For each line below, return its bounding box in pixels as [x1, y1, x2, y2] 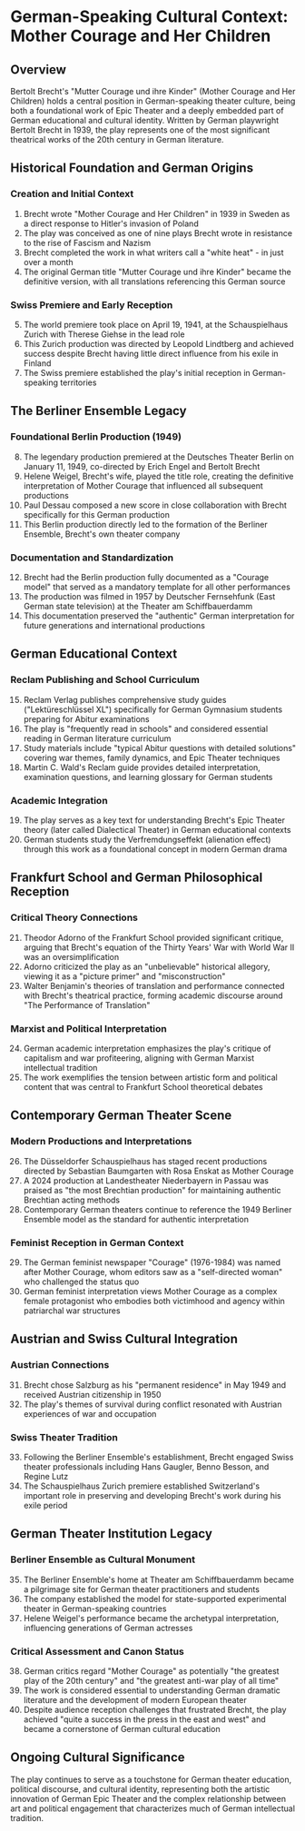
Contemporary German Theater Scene [10, 1108, 232, 1123]
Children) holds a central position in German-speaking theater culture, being [10, 95, 296, 106]
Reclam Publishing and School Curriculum [10, 674, 201, 687]
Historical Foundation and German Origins [10, 161, 253, 176]
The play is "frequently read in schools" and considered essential [23, 723, 269, 734]
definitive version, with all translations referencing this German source [23, 275, 286, 287]
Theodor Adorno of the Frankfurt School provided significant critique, [23, 932, 284, 943]
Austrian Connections [10, 1359, 110, 1371]
